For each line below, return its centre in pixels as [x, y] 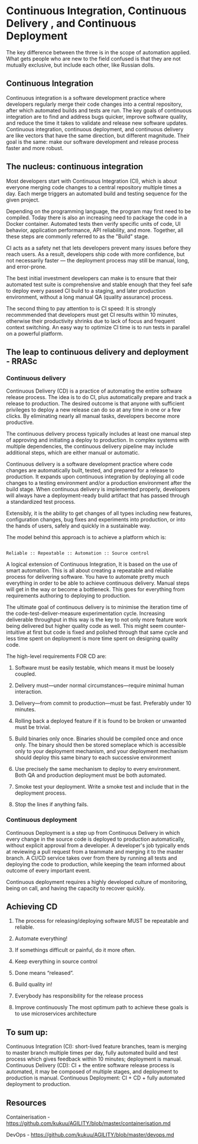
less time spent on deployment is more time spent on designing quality [92, 639]
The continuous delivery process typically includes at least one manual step [98, 434]
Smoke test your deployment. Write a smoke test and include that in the [102, 787]
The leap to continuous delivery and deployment [98, 352]
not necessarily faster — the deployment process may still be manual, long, [98, 260]
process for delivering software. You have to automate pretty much [88, 577]
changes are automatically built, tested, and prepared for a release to [90, 471]
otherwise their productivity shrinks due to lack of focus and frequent [91, 321]
